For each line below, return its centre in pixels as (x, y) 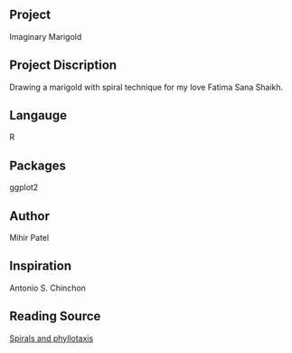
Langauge (38, 115)
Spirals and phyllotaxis (52, 338)
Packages (38, 165)
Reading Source (55, 316)
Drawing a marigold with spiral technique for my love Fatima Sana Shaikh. (146, 87)
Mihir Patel (29, 238)
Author (29, 216)
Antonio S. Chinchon (47, 288)
